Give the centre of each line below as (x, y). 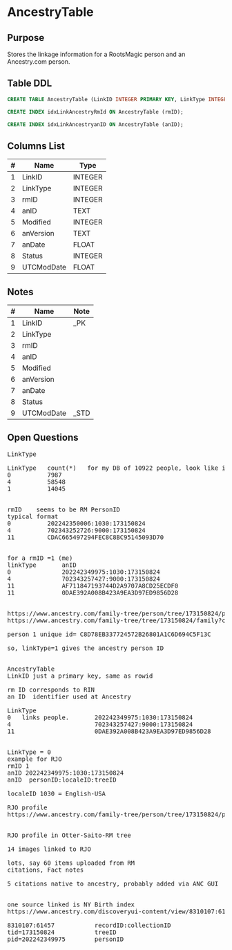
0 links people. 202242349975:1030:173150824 (100, 717)
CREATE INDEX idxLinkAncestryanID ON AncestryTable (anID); (96, 124)
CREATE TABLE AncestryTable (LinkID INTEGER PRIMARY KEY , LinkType (106, 99)
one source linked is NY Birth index (71, 904)
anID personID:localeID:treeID (62, 780)
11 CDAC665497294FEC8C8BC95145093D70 (86, 537)
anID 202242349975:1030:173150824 (66, 773)
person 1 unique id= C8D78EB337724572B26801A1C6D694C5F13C (109, 634)
